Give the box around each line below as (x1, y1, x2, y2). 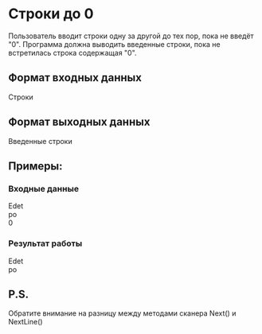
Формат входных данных (8, 71, 142, 84)
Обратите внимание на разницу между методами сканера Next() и (8, 309, 237, 318)
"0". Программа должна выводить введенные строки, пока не (8, 39, 221, 49)
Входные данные (8, 183, 80, 194)
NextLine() (8, 317, 43, 327)
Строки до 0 (8, 5, 94, 23)
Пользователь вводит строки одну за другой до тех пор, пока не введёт (8, 31, 254, 41)
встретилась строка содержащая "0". (8, 48, 137, 57)
